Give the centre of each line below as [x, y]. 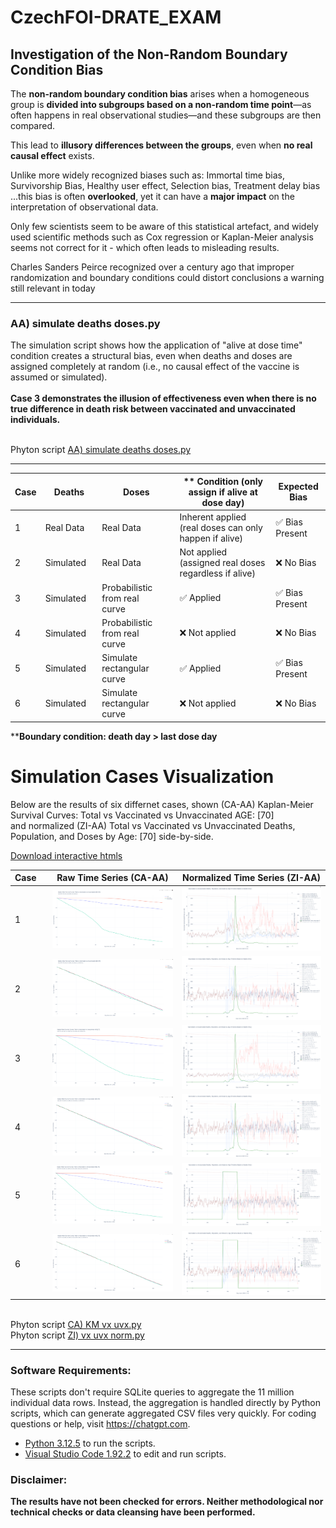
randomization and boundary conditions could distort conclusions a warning [167, 277]
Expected [298, 487]
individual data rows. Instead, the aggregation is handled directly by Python [165, 1403]
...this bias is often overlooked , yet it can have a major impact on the [152, 196]
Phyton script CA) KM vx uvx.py [76, 1324]
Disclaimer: [39, 1480]
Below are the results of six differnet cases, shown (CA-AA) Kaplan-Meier [162, 804]
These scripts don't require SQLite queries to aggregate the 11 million [152, 1392]
